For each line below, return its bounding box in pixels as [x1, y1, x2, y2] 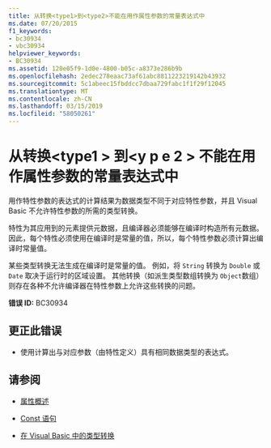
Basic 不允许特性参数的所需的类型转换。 [8, 206, 142, 215]
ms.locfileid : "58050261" [8, 110, 95, 118]
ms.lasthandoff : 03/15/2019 [8, 102, 104, 110]
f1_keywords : [8, 27, 53, 35]
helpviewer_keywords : [8, 49, 82, 58]
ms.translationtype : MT [8, 87, 89, 96]
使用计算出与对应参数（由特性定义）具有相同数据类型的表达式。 [19, 347, 233, 356]
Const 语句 [19, 413, 57, 423]
